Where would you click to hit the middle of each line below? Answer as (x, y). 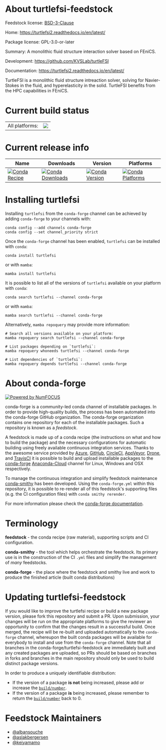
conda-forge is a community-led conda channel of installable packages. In (81, 406)
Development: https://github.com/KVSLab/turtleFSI (57, 61)
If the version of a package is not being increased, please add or (78, 682)
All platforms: (23, 125)
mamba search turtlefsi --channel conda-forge (54, 315)
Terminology (32, 523)
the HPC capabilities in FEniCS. (37, 90)
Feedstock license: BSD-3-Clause (40, 23)
